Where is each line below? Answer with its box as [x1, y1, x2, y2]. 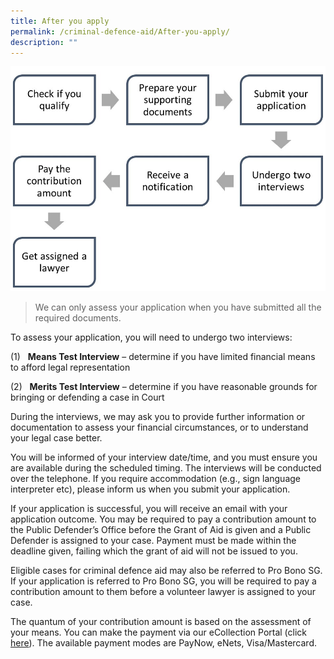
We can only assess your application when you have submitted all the [34, 301, 322, 313]
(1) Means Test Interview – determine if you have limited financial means [10, 350, 316, 362]
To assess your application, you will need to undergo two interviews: [10, 331, 293, 343]
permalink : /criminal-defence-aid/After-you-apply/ [10, 26, 230, 37]
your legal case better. [10, 431, 103, 444]
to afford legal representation [10, 361, 131, 373]
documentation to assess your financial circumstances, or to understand [10, 421, 309, 433]
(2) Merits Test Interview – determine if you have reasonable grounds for [10, 380, 318, 392]
